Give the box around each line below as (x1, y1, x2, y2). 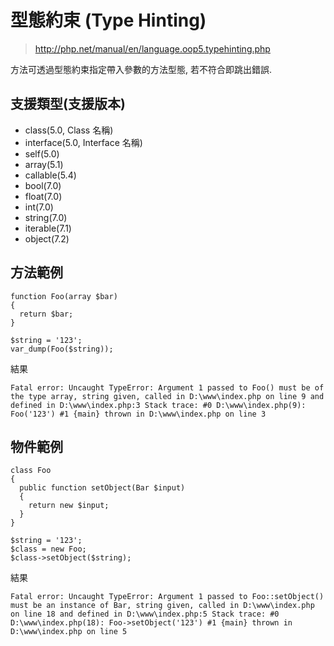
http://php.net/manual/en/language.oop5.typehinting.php (34, 42, 271, 55)
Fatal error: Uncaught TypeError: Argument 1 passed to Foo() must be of (10, 382, 325, 393)
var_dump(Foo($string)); (10, 344, 114, 354)
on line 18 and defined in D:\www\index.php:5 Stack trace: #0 (10, 609, 280, 620)
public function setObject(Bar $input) (19, 483, 186, 493)
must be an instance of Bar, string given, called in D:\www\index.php (10, 601, 315, 611)
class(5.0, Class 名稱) (24, 124, 114, 136)
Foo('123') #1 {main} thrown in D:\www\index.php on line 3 (10, 409, 267, 419)
